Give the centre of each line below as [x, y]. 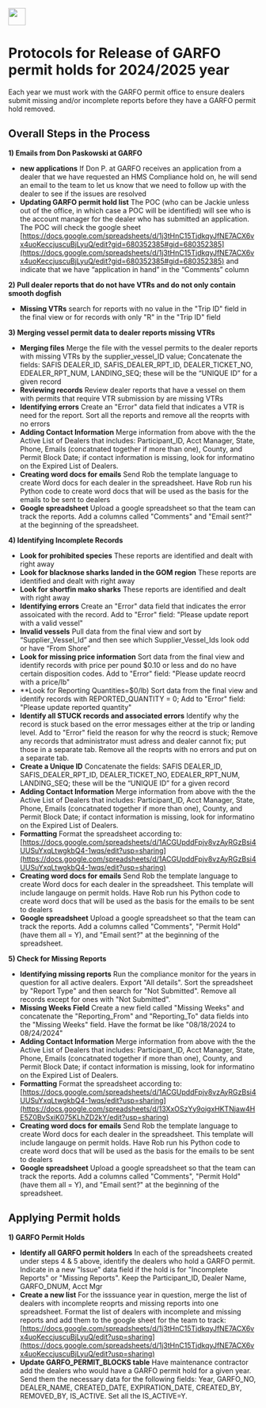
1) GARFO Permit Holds [47, 1237]
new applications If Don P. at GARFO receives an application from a [130, 168]
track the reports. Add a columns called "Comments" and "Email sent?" [136, 516]
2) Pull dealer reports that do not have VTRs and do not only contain [122, 285]
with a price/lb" [45, 681]
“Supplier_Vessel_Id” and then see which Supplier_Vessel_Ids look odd [134, 639]
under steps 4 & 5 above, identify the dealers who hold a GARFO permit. [137, 1260]
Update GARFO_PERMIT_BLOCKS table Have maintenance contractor [134, 1362]
